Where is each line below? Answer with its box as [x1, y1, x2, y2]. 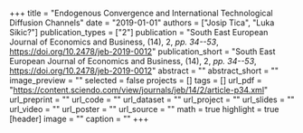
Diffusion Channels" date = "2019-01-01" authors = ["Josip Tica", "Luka [9, 17, 275, 28]
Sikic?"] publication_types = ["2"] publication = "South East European [9, 27, 269, 37]
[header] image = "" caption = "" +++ [9, 113, 149, 124]
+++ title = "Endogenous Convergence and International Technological [9, 8, 273, 18]
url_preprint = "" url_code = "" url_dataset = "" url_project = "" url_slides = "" [9, 94, 295, 105]
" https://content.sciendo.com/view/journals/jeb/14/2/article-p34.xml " [9, 85, 269, 95]
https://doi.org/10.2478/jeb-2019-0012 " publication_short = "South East [9, 46, 276, 57]
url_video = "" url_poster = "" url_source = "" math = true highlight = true [9, 104, 279, 114]
